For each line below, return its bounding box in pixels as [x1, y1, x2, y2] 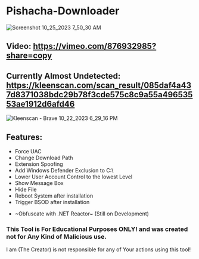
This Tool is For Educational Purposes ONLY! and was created [6, 225, 188, 233]
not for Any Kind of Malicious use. [6, 232, 107, 240]
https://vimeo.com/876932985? [32, 41, 157, 51]
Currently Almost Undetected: [6, 70, 121, 81]
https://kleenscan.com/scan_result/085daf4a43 [6, 80, 192, 90]
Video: [6, 41, 32, 51]
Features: [6, 132, 43, 142]
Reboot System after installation [14, 192, 94, 199]
